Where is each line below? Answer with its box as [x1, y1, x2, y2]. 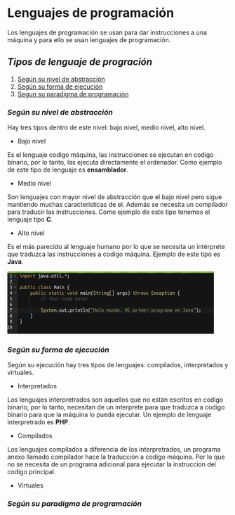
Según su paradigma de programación [7, 499, 142, 509]
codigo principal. [7, 468, 56, 476]
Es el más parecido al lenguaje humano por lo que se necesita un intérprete [7, 243, 226, 251]
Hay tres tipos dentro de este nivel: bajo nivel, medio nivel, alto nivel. [7, 123, 206, 132]
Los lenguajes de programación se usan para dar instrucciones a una [7, 28, 208, 37]
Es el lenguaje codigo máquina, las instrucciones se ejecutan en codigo [7, 151, 214, 159]
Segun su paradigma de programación [17, 89, 129, 98]
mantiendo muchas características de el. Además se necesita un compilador [7, 201, 228, 209]
